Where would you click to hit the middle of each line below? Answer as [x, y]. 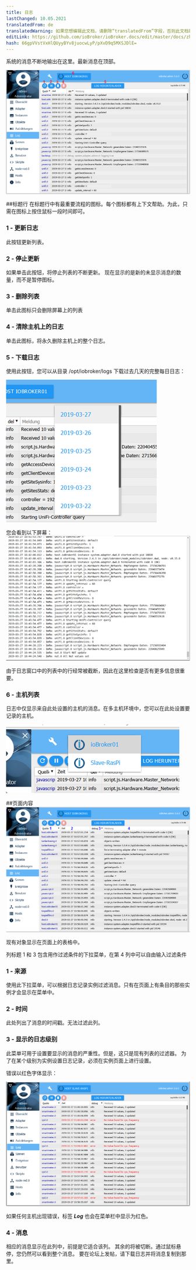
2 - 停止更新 [23, 259]
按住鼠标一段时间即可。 [60, 211]
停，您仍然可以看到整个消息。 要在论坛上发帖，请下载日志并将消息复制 [91, 1254]
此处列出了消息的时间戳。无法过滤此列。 [55, 1023]
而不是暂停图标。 [36, 280]
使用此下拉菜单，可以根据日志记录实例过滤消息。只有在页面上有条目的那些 [95, 985]
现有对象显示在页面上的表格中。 [44, 942]
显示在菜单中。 [39, 993]
